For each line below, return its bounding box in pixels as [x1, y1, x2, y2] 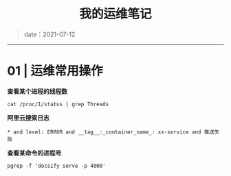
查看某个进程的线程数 [7, 87, 67, 95]
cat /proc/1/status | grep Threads [7, 101, 109, 108]
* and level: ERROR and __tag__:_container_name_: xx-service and [7, 128, 201, 136]
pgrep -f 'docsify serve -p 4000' [7, 162, 107, 169]
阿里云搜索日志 [7, 114, 49, 122]
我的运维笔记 [78, 6, 152, 22]
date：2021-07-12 [23, 30, 76, 38]
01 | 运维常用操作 [7, 63, 103, 79]
